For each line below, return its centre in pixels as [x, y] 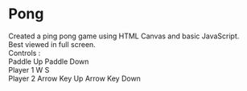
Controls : [25, 53]
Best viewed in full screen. [52, 44]
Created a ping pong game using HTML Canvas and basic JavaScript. [124, 36]
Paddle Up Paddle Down [49, 61]
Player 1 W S [29, 69]
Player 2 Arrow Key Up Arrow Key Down [74, 78]
